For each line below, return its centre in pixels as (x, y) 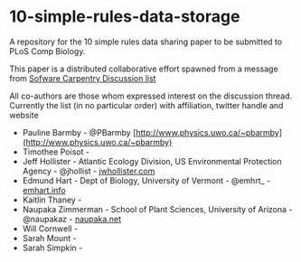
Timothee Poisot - (56, 152)
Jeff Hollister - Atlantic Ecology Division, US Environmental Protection (152, 161)
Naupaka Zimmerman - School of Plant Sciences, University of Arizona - (157, 209)
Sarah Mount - (49, 238)
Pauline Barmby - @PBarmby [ (79, 132)
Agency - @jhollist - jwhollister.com (89, 171)
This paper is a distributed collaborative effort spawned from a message (144, 69)
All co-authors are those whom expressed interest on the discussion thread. (150, 96)
